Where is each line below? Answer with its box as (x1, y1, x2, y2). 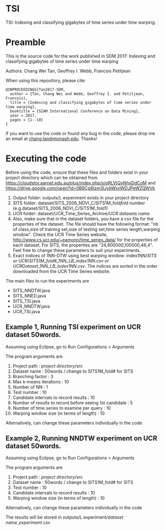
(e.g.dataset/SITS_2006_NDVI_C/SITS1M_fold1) (12, 205, 108, 211)
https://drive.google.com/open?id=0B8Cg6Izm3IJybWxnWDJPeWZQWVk (5, 185, 155, 191)
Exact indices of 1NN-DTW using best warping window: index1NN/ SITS (12, 252, 157, 258)
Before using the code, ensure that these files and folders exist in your (5, 169, 148, 175)
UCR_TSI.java (12, 308, 40, 314)
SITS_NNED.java (12, 292, 46, 298)
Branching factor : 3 (12, 373, 54, 379)
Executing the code (5, 153, 87, 164)
